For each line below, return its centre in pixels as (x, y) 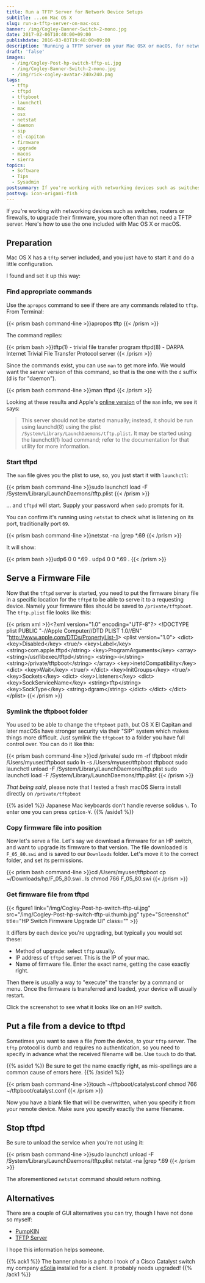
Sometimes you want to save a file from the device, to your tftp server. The (102, 1041)
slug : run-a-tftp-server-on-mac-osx (53, 23)
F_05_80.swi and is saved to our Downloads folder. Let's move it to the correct (103, 854)
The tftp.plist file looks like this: (49, 612)
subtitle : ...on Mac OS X (39, 18)
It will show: (21, 547)
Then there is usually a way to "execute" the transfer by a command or (95, 982)
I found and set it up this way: (43, 276)
